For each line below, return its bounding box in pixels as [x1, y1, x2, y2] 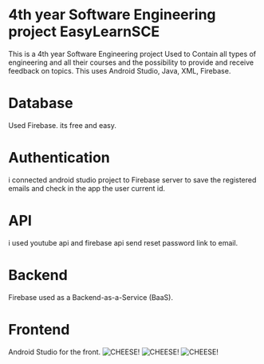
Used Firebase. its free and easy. [8, 120, 117, 130]
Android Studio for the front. [8, 346, 101, 357]
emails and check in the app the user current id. [8, 183, 166, 193]
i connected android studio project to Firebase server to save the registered [8, 174, 257, 185]
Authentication [8, 149, 110, 167]
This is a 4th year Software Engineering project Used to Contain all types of [8, 49, 257, 58]
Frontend [8, 320, 70, 338]
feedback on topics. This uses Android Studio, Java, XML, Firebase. [8, 66, 231, 75]
